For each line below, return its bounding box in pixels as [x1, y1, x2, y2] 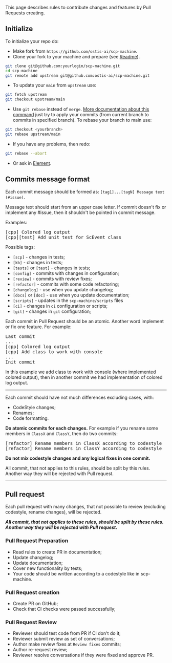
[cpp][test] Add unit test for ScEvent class [5, 234, 122, 240]
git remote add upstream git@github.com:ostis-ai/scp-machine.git [5, 73, 150, 78]
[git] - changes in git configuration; [12, 308, 91, 314]
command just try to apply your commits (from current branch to [12, 112, 149, 118]
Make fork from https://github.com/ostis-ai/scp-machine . [12, 48, 138, 54]
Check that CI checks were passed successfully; [12, 606, 116, 612]
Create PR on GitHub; [12, 601, 58, 607]
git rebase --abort [5, 151, 47, 156]
